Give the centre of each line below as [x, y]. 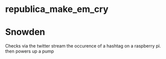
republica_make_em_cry [57, 9]
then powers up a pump [30, 51]
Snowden [25, 32]
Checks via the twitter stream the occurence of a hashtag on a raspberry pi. [83, 46]
